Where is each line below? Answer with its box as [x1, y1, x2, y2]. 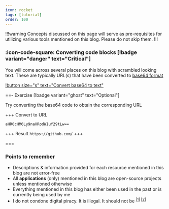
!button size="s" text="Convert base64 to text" [5, 82, 104, 88]
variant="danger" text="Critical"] [5, 55, 91, 63]
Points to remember [5, 153, 55, 160]
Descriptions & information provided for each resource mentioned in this [12, 164, 164, 170]
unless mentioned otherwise [12, 181, 72, 187]
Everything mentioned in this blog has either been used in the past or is [12, 186, 162, 192]
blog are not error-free [12, 170, 60, 176]
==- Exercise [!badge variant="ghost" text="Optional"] [5, 92, 120, 98]
